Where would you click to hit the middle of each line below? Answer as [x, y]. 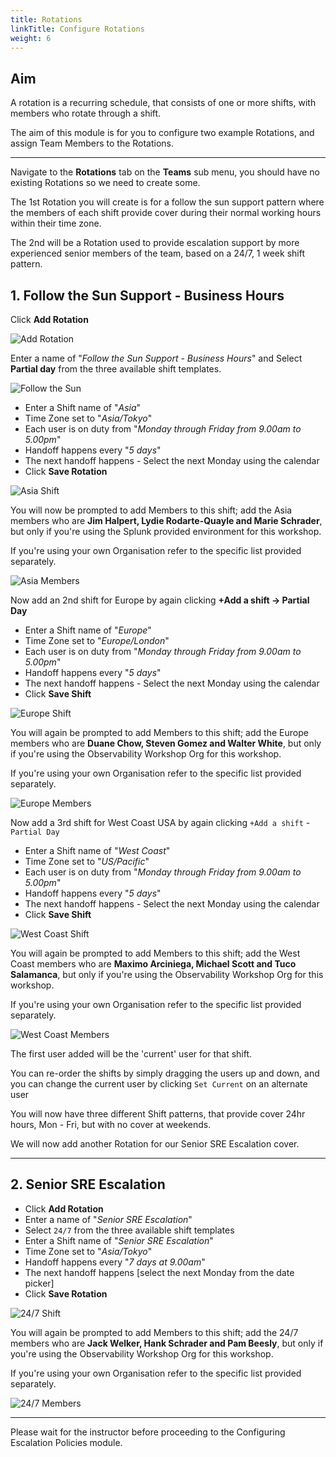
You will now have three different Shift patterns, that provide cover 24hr [158, 1114]
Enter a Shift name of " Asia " [83, 407]
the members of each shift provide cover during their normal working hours [166, 213]
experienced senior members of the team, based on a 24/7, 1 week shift [157, 253]
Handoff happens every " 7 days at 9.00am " [115, 1262]
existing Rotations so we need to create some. [105, 183]
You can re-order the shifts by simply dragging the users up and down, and [165, 1073]
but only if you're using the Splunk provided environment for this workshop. [166, 531]
